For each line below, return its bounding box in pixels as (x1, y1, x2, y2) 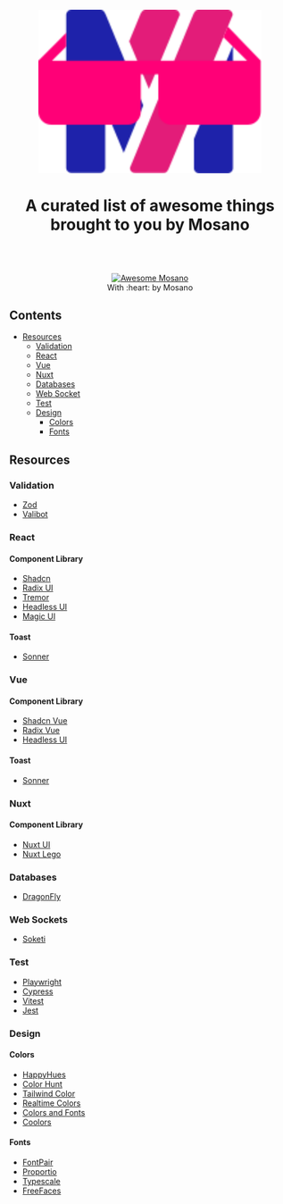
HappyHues (21, 1069, 67, 1080)
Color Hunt (21, 1078, 62, 1089)
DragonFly (21, 891, 61, 902)
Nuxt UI (21, 839, 51, 849)
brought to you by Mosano (50, 214, 250, 235)
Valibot (21, 509, 48, 519)
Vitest (21, 995, 45, 1006)
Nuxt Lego (21, 849, 62, 859)
